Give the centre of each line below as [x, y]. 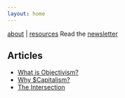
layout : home [26, 14]
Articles [25, 56]
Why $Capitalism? [44, 80]
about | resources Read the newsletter [63, 34]
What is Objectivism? [48, 72]
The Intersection [41, 87]
